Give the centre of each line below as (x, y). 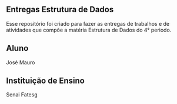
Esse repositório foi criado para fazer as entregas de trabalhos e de (88, 23)
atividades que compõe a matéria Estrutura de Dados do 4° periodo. (89, 30)
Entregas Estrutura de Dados (60, 10)
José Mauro (21, 62)
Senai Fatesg (22, 95)
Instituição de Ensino (46, 81)
